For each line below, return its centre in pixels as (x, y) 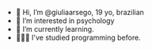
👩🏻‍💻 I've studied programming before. (78, 37)
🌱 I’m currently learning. (55, 29)
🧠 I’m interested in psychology (65, 21)
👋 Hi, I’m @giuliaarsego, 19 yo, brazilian (80, 12)
